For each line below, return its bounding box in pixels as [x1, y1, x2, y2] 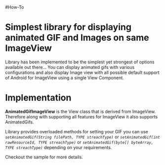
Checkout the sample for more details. [5, 154, 83, 160]
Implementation [5, 92, 72, 104]
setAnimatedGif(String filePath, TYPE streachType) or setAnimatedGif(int [5, 134, 161, 140]
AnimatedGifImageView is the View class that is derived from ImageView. [5, 109, 156, 114]
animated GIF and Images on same [5, 32, 149, 44]
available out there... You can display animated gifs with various [5, 64, 135, 70]
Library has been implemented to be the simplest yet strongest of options [5, 59, 155, 65]
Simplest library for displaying [5, 22, 132, 33]
